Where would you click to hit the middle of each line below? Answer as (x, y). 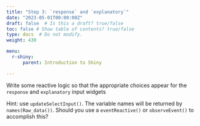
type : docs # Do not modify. (45, 35)
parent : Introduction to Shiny (62, 62)
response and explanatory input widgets (56, 91)
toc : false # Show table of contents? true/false (71, 29)
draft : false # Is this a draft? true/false (65, 23)
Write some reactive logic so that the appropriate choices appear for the (97, 85)
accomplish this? (27, 116)
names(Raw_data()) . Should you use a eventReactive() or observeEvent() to (100, 110)
